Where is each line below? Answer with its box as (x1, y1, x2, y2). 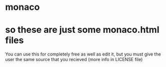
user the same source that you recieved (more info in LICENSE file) (5, 57, 143, 63)
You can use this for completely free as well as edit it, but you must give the (5, 51, 161, 57)
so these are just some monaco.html (5, 24, 159, 36)
